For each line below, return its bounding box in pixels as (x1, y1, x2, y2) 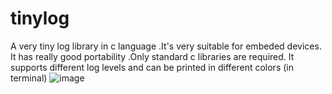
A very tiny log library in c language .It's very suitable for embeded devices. (10, 40, 322, 52)
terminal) (10, 72, 48, 84)
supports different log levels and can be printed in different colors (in (10, 61, 294, 73)
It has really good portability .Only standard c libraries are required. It (10, 50, 295, 62)
